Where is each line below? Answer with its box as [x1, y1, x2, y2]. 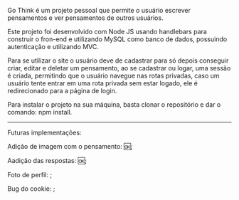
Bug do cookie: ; [7, 184, 55, 193]
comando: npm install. [7, 108, 73, 116]
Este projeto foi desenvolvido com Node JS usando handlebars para [7, 28, 208, 36]
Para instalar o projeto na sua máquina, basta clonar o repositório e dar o [7, 100, 221, 109]
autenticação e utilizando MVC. [7, 43, 100, 51]
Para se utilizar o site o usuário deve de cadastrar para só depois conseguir [7, 56, 229, 65]
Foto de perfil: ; [7, 171, 52, 179]
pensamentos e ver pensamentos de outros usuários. [7, 14, 164, 22]
